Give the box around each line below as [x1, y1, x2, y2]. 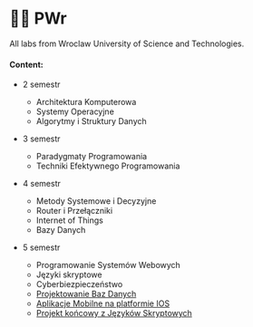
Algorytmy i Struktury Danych [35, 116, 147, 127]
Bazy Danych [35, 225, 86, 236]
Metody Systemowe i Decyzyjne [35, 196, 157, 207]
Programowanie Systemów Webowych [35, 260, 181, 271]
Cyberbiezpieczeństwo [35, 279, 123, 290]
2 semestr [22, 79, 61, 90]
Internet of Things [35, 215, 104, 226]
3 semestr [22, 133, 61, 144]
